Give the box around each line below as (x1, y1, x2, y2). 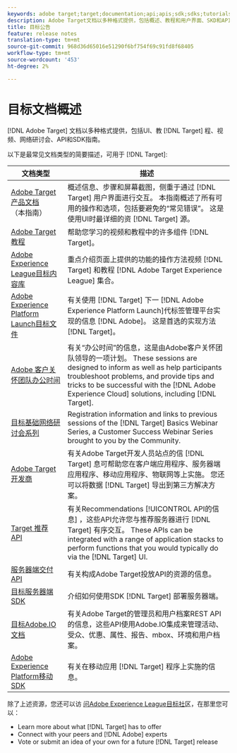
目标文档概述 (7, 102, 83, 117)
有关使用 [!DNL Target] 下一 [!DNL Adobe (67, 295, 205, 305)
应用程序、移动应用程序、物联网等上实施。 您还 (67, 470, 225, 479)
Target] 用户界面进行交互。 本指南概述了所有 (67, 192, 216, 202)
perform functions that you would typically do (67, 543, 219, 553)
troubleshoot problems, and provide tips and (67, 371, 214, 381)
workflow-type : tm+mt (7, 50, 71, 57)
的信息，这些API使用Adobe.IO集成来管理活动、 (67, 619, 224, 629)
